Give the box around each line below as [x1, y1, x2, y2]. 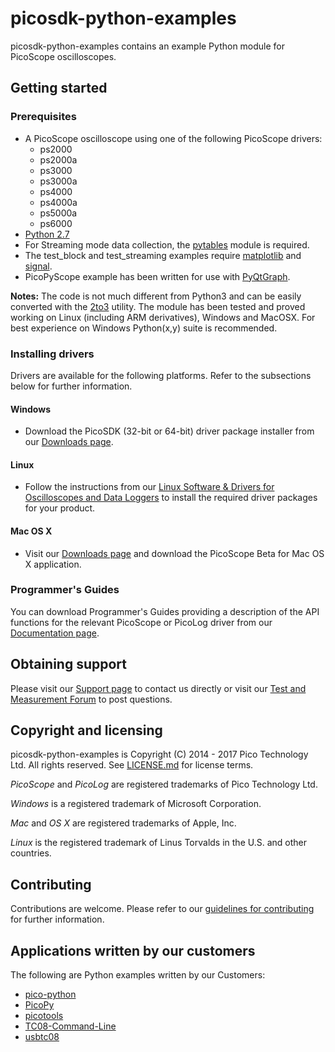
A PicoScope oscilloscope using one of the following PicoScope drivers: [24, 132, 323, 144]
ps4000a [39, 196, 78, 208]
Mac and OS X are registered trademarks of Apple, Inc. [10, 817, 237, 829]
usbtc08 [24, 1031, 60, 1043]
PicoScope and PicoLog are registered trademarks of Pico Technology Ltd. [10, 778, 318, 791]
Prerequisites [10, 110, 77, 124]
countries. [10, 847, 52, 859]
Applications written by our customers [10, 942, 256, 959]
